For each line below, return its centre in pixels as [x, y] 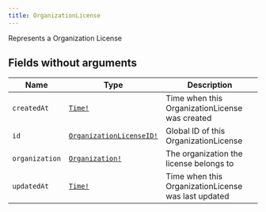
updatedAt [30, 186]
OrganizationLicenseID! [113, 136]
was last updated [198, 196]
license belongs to [200, 164]
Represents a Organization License [65, 38]
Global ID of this [196, 131]
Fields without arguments [72, 63]
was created [189, 118]
